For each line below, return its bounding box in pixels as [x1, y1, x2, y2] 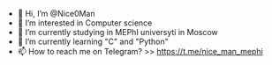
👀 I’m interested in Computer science [17, 18, 153, 28]
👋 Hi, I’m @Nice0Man [17, 9, 95, 18]
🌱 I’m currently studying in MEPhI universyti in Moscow [17, 27, 218, 37]
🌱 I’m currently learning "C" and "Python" [17, 36, 170, 47]
